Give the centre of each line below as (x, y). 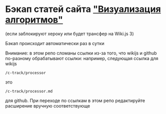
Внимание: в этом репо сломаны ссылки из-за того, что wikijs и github (81, 53)
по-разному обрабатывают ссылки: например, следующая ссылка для (82, 58)
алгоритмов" (34, 20)
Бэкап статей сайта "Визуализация (83, 9)
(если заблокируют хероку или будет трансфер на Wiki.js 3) (70, 33)
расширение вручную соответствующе (48, 105)
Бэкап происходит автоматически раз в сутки (55, 43)
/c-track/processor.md (29, 91)
